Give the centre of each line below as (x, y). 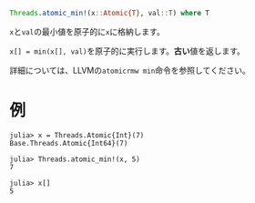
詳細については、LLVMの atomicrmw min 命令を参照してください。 (130, 70)
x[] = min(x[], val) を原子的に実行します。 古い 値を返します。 (127, 51)
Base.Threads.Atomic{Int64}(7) (69, 143)
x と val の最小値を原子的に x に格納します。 (87, 31)
